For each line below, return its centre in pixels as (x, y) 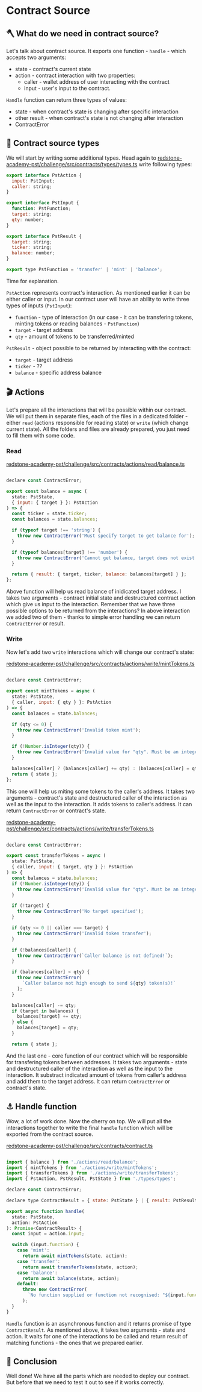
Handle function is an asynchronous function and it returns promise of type (99, 1323)
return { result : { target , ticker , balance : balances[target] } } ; (99, 574)
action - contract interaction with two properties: (75, 75)
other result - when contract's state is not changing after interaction (99, 118)
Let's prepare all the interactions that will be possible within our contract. (96, 410)
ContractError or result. (35, 624)
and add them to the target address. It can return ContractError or (88, 1081)
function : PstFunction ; (41, 208)
